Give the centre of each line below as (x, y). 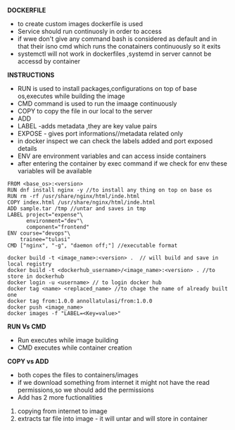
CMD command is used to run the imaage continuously (97, 104)
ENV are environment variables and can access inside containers (112, 156)
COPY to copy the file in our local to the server (85, 111)
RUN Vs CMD (27, 326)
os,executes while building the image (71, 96)
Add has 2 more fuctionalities (60, 397)
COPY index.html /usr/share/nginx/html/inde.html (82, 202)
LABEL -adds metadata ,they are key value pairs (87, 126)
